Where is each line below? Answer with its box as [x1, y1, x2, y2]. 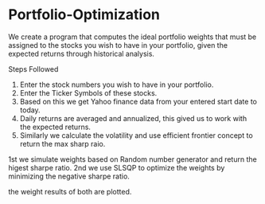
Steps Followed [8, 64, 59, 73]
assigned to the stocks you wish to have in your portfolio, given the [8, 40, 228, 49]
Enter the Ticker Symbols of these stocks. [19, 88, 158, 97]
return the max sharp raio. [19, 139, 106, 148]
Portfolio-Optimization [8, 6, 161, 24]
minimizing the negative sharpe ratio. [8, 171, 130, 181]
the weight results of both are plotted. [8, 186, 132, 196]
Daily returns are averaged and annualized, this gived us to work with [19, 113, 247, 123]
